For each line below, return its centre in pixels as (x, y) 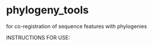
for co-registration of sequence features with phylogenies (76, 26)
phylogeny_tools (48, 10)
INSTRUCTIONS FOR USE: (38, 37)
